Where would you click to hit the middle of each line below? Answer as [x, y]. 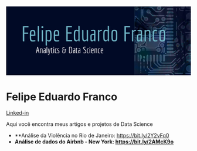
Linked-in [18, 113]
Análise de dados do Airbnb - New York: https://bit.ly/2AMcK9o [94, 142]
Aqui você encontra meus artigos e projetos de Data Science [80, 124]
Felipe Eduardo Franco [62, 97]
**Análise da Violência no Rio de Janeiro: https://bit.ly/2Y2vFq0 [92, 136]
